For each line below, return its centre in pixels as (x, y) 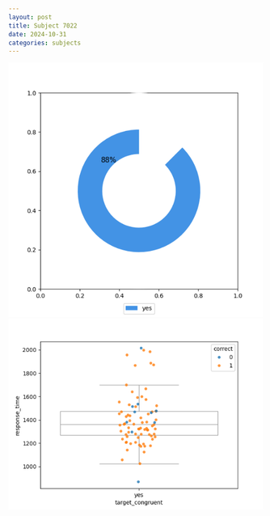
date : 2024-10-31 (38, 34)
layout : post (30, 17)
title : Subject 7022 (43, 25)
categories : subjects (45, 43)
